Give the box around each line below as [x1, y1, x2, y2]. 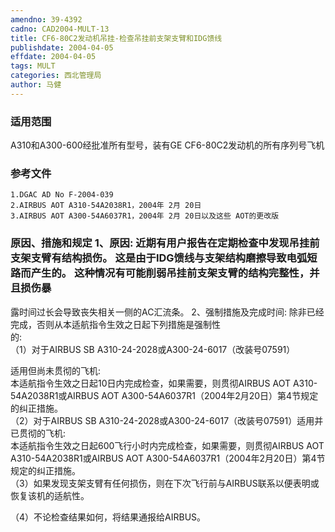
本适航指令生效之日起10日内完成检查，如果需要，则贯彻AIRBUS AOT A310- [10, 377, 318, 389]
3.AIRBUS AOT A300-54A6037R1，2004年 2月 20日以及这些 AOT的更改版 [10, 211, 280, 221]
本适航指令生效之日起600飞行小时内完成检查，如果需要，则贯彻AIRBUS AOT [10, 439, 325, 451]
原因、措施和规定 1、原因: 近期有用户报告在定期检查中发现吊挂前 [10, 236, 320, 250]
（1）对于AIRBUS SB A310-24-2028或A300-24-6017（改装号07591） [10, 343, 296, 355]
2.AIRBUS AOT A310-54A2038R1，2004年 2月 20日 [10, 201, 202, 211]
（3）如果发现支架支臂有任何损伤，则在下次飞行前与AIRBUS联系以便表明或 [10, 477, 320, 489]
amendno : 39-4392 [10, 14, 83, 25]
